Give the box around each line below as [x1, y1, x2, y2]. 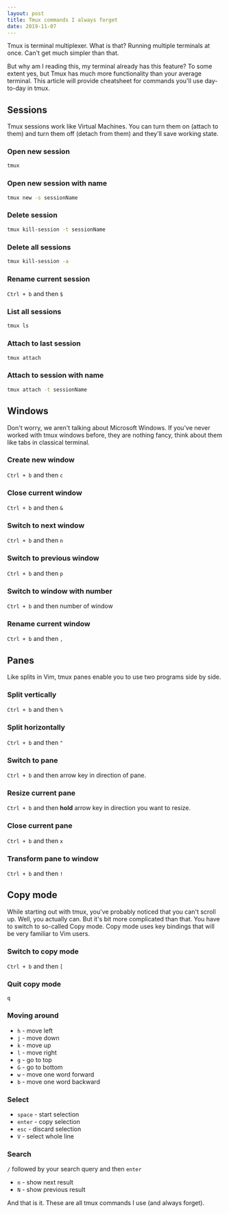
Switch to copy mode [7, 946, 79, 956]
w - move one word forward [16, 1070, 95, 1079]
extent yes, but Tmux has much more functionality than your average [7, 69, 202, 78]
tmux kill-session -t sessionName [7, 226, 106, 233]
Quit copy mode [7, 979, 62, 989]
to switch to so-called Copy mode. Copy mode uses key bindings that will [7, 922, 215, 930]
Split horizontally [7, 723, 65, 732]
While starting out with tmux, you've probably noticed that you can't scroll [7, 908, 216, 916]
